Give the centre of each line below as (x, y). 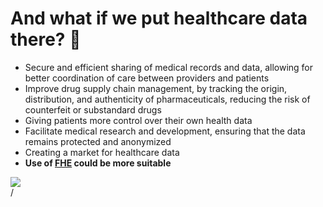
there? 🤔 (46, 39)
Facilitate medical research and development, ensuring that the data (165, 131)
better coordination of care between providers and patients (147, 78)
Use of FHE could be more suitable (98, 163)
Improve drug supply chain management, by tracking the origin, (156, 88)
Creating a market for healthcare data (102, 152)
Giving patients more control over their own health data (138, 120)
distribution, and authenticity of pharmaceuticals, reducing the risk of (167, 99)
